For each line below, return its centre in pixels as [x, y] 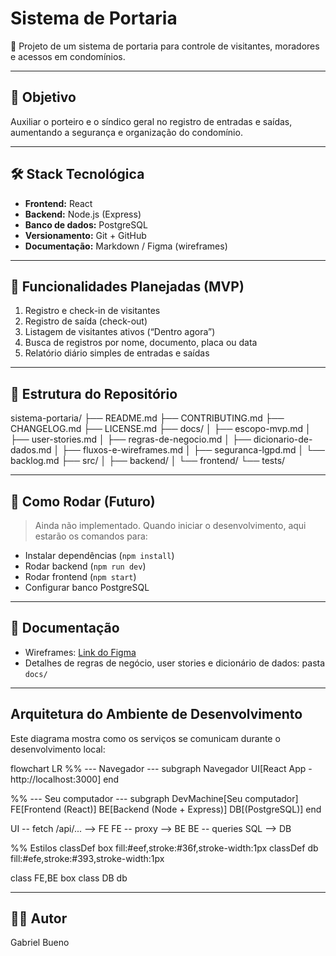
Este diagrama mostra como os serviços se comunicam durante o [145, 738]
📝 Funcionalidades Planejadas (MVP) [127, 286]
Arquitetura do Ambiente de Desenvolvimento [156, 714]
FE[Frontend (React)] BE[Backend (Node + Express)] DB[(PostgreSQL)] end [166, 809]
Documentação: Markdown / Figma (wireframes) [126, 246]
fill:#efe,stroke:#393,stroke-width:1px [87, 858]
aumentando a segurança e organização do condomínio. [126, 132]
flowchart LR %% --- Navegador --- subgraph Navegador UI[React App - [161, 768]
